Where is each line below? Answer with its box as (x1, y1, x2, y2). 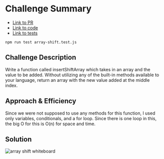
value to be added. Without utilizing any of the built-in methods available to (5, 72, 160, 78)
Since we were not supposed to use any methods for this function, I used (5, 110, 156, 116)
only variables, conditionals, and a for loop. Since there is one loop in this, (5, 115, 157, 121)
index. (5, 82, 18, 88)
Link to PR (12, 19, 33, 25)
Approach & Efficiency (5, 97, 76, 105)
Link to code (12, 24, 38, 30)
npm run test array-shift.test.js (5, 39, 77, 45)
